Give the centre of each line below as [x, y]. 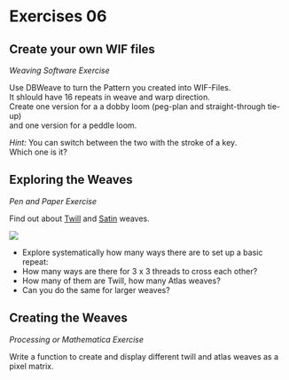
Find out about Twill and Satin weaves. [80, 218]
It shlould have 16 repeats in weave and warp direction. [110, 97]
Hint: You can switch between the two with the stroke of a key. [123, 142]
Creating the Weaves [69, 318]
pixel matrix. [31, 366]
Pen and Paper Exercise [53, 201]
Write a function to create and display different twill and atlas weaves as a [144, 356]
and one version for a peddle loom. [73, 125]
